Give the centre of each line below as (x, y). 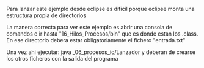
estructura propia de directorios (46, 15)
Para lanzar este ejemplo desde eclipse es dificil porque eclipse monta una (100, 9)
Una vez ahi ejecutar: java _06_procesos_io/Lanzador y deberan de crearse (101, 52)
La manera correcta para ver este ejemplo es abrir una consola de (89, 27)
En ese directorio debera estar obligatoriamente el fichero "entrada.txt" (96, 40)
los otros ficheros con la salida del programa (62, 59)
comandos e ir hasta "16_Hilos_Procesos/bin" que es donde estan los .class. (102, 34)
